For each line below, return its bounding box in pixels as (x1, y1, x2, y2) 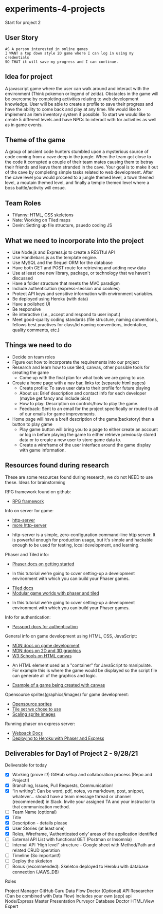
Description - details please (12, 820, 68, 826)
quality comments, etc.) (12, 327, 60, 333)
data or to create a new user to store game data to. (19, 437, 122, 443)
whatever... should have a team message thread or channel (12, 793, 131, 799)
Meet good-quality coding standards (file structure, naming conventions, (12, 317, 158, 322)
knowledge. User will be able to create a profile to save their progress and (5, 101, 153, 107)
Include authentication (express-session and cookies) (12, 286, 120, 291)
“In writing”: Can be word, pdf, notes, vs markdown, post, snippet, (12, 788, 145, 794)
